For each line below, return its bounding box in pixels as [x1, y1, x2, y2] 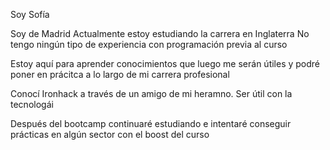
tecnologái [10, 99, 54, 110]
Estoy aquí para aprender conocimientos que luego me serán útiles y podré [10, 58, 321, 69]
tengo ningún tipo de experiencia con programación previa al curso [10, 39, 288, 50]
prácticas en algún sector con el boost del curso [10, 129, 210, 140]
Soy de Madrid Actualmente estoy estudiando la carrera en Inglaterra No [10, 28, 310, 39]
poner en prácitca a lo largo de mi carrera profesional [10, 69, 230, 80]
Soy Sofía [10, 9, 50, 20]
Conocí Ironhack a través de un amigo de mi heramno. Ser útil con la [10, 88, 293, 99]
